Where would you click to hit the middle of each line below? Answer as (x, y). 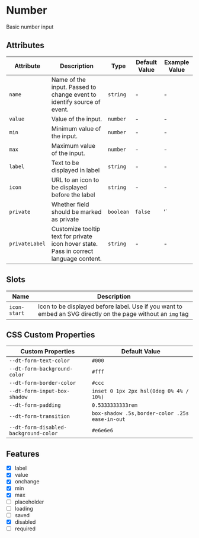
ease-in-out (108, 420)
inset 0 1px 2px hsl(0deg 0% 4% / (140, 391)
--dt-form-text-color (39, 361)
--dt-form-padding (35, 405)
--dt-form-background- (41, 369)
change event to (74, 94)
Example (177, 62)
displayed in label (76, 170)
